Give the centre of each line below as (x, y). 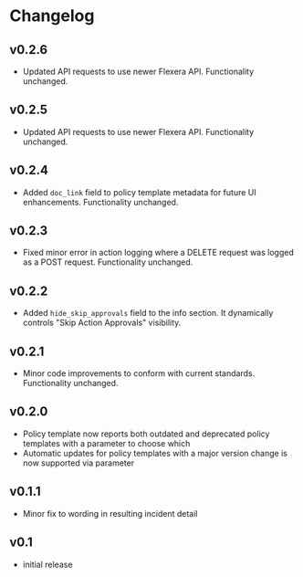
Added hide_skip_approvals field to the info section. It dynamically (148, 313)
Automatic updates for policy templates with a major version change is (155, 453)
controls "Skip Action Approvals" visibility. (102, 323)
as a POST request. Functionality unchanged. (108, 262)
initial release (47, 564)
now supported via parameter (78, 463)
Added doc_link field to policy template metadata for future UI (140, 192)
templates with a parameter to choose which (106, 443)
